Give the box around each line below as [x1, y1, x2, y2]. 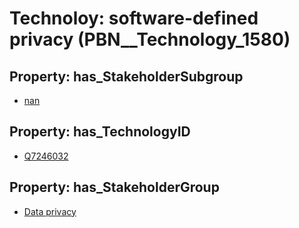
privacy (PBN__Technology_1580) [9, 28, 291, 51]
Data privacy [23, 205, 77, 217]
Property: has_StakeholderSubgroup [9, 68, 244, 85]
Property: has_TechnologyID [9, 123, 191, 141]
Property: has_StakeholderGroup [9, 179, 220, 196]
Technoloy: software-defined [9, 7, 259, 30]
